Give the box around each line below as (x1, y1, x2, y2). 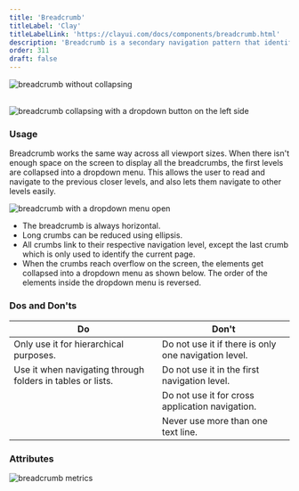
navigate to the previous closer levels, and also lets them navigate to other (9, 176, 282, 187)
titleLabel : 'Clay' (9, 21, 82, 30)
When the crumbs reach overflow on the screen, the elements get (21, 258, 264, 269)
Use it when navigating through (13, 363, 145, 375)
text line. (161, 425, 198, 438)
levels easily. (9, 186, 56, 197)
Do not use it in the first (161, 363, 260, 375)
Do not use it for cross (161, 389, 255, 401)
